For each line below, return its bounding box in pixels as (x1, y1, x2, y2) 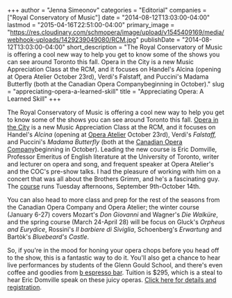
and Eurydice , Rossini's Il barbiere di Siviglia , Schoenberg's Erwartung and (7, 226, 222, 233)
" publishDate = (135, 36, 181, 44)
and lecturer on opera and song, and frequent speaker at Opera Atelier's (7, 160, 214, 168)
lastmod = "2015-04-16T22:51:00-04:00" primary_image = (7, 21, 175, 29)
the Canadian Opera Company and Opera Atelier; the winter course (7, 203, 199, 211)
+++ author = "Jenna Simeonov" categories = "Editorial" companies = (7, 6, 207, 14)
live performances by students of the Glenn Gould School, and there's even (7, 261, 223, 269)
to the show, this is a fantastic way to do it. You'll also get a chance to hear (7, 253, 221, 262)
